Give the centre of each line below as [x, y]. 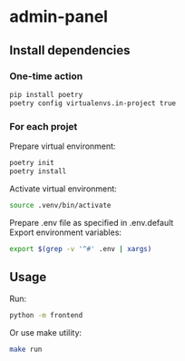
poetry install [38, 171]
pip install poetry [46, 94]
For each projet [44, 126]
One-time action [46, 76]
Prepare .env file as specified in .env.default [92, 222]
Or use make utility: [46, 333]
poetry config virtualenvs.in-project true [93, 103]
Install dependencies [70, 50]
